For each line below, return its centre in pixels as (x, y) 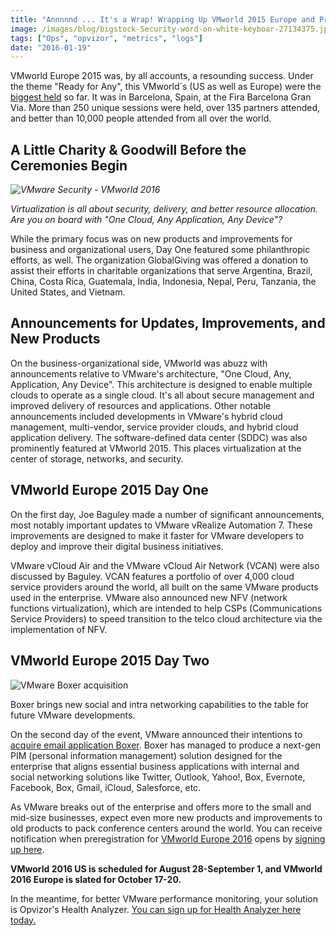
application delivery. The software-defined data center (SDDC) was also (159, 437)
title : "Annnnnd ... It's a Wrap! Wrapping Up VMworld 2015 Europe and (162, 19)
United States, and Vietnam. (68, 292)
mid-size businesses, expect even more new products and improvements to (166, 817)
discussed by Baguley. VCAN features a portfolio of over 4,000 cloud (152, 576)
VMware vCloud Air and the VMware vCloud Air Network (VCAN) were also (165, 565)
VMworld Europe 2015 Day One (109, 490)
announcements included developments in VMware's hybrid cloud (146, 416)
